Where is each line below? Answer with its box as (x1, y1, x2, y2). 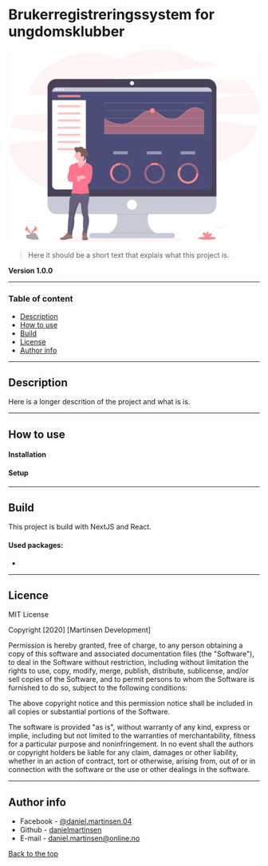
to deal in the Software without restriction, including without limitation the (8, 658, 249, 667)
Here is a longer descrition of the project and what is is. (8, 397, 191, 407)
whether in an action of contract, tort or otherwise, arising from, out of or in (8, 756, 256, 766)
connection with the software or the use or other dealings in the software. (8, 765, 250, 774)
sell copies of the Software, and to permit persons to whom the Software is (8, 675, 255, 684)
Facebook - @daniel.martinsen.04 (19, 817, 132, 826)
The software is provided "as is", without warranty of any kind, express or (8, 722, 250, 732)
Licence (8, 588, 49, 602)
